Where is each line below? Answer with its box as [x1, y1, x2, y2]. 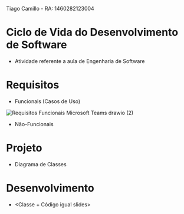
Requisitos [6, 78, 60, 92]
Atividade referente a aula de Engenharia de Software [14, 57, 145, 64]
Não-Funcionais [14, 120, 54, 127]
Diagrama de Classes [14, 160, 67, 167]
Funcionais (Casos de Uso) [14, 97, 81, 105]
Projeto [6, 141, 42, 155]
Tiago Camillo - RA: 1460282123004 [6, 5, 94, 12]
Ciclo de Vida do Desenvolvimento [6, 26, 179, 39]
